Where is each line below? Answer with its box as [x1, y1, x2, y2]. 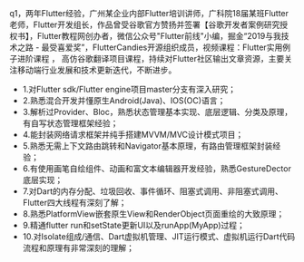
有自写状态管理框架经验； [22, 118, 119, 129]
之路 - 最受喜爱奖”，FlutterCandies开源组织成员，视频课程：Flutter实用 [16, 42, 283, 53]
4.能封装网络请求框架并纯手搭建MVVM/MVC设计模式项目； [22, 130, 244, 140]
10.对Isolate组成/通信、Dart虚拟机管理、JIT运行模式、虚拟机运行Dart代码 [22, 231, 296, 242]
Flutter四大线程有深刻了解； [22, 198, 127, 208]
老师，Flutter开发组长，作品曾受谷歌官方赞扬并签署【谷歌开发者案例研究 [9, 19, 280, 30]
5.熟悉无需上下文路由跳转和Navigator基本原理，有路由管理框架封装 [22, 141, 273, 151]
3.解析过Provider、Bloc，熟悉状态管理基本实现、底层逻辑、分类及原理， [22, 107, 293, 117]
